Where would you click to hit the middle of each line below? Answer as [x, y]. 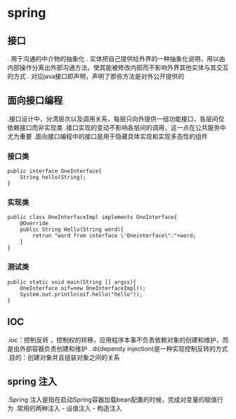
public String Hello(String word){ [72, 230]
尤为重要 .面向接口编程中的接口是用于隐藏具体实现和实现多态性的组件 [107, 136]
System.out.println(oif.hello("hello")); [81, 294]
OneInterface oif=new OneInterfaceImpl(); [83, 288]
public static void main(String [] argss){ [72, 282]
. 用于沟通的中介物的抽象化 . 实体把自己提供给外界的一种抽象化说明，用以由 [116, 59]
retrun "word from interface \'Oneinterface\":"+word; [114, 236]
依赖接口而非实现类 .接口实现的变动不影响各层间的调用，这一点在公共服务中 [117, 127]
